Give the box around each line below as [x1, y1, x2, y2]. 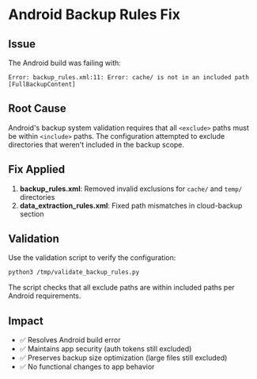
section [19, 209, 44, 219]
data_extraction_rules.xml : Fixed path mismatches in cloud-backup [19, 201, 243, 210]
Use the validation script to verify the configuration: [8, 253, 176, 262]
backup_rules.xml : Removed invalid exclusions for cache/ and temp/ [19, 184, 243, 193]
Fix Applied [8, 163, 66, 176]
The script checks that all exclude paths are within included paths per [8, 283, 235, 293]
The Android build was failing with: [8, 58, 121, 67]
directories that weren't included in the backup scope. [8, 140, 184, 149]
